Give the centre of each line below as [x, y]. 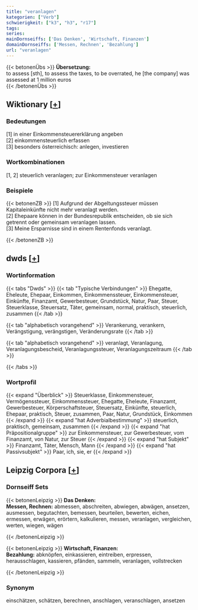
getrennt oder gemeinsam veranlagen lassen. [61, 222]
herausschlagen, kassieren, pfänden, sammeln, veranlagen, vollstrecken [94, 561]
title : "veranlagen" [32, 12]
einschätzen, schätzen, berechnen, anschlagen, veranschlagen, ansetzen [96, 601]
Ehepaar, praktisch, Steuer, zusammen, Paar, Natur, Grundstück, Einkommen [99, 414]
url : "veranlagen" [29, 50]
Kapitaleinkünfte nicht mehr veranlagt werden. [62, 210]
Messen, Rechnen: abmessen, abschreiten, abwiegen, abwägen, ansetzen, [98, 506]
